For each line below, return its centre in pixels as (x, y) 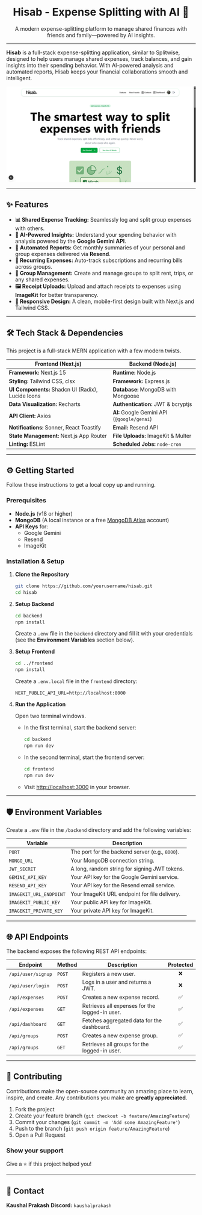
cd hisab (26, 592)
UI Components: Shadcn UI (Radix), (53, 389)
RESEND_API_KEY (28, 886)
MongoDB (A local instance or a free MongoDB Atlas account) (92, 520)
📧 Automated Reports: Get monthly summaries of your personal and (100, 247)
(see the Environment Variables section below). (75, 640)
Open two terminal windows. (50, 716)
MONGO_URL (21, 861)
